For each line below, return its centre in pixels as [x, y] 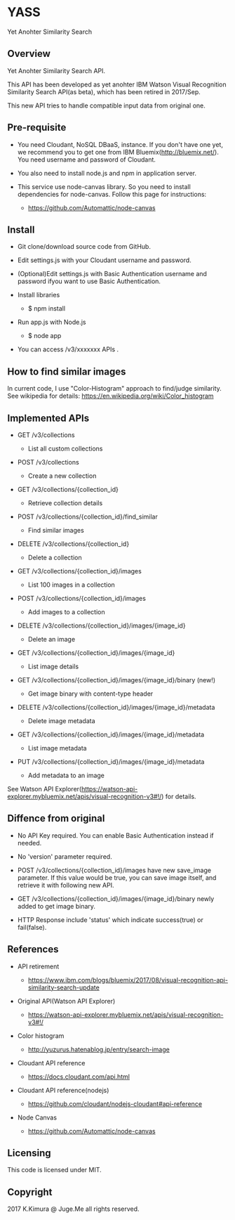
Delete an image [52, 639]
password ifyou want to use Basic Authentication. [89, 281]
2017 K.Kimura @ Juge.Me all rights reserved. [73, 1209]
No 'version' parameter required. [65, 856]
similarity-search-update [63, 987]
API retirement [38, 966]
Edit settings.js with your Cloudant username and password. [104, 260]
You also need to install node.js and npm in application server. [107, 173]
